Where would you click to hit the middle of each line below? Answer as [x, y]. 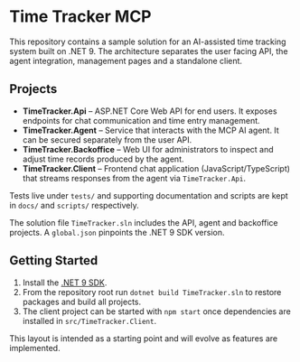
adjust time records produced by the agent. [103, 159]
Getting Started [54, 260]
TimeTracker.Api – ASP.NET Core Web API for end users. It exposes [150, 111]
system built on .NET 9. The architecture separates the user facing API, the [149, 51]
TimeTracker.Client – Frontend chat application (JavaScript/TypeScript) [156, 168]
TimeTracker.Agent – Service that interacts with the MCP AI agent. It [151, 130]
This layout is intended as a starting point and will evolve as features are [144, 338]
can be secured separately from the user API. [107, 139]
